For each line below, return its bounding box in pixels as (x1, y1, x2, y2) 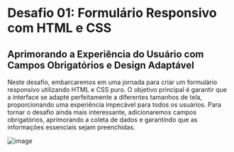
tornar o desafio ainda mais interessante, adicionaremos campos (7, 108, 197, 116)
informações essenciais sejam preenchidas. (7, 123, 136, 131)
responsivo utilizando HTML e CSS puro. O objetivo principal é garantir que (7, 86, 227, 93)
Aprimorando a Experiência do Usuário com (7, 48, 204, 60)
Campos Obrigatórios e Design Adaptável (7, 59, 195, 71)
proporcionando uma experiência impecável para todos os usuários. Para (7, 100, 222, 109)
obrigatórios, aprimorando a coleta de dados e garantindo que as (7, 115, 198, 124)
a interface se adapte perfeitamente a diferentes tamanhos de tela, (7, 93, 203, 101)
